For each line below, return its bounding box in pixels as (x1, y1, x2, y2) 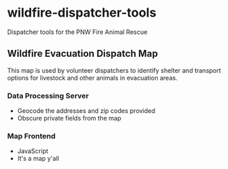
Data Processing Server (7, 91, 89, 100)
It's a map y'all (17, 154, 60, 163)
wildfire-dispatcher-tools (7, 5, 156, 21)
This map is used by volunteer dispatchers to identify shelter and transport (7, 66, 221, 74)
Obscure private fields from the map (17, 114, 122, 123)
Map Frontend (7, 131, 56, 141)
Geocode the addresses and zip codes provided (17, 107, 156, 115)
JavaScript (17, 147, 49, 155)
